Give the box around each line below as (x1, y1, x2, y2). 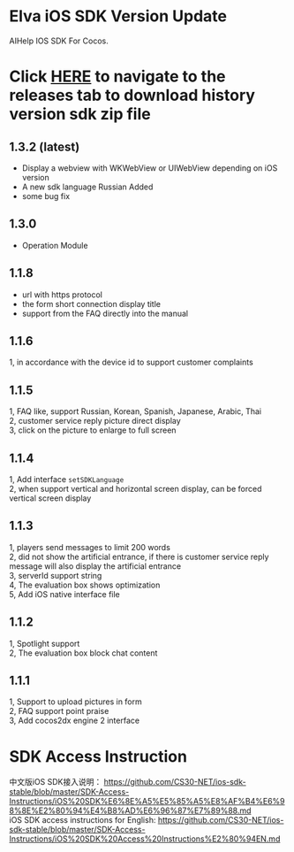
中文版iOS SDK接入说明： (9, 777, 102, 787)
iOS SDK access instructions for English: (9, 815, 156, 825)
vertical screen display (9, 493, 92, 503)
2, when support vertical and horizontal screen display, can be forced (9, 484, 262, 494)
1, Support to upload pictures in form (9, 696, 143, 707)
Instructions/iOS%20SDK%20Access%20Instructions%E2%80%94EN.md (9, 833, 281, 844)
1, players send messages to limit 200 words (9, 541, 170, 552)
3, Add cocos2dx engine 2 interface (9, 715, 139, 726)
